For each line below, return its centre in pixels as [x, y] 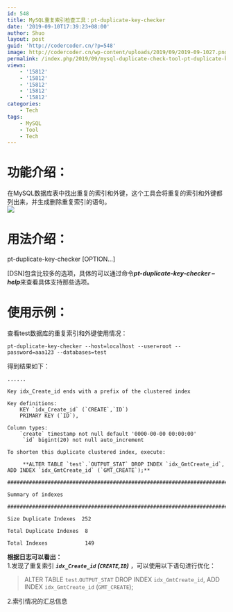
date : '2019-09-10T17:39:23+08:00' [59, 26]
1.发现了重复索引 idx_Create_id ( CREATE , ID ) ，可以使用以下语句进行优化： [112, 566]
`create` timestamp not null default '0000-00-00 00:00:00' [108, 434]
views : [17, 65]
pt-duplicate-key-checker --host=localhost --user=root [89, 347]
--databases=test [82, 352]
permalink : [23, 59]
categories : [24, 104]
